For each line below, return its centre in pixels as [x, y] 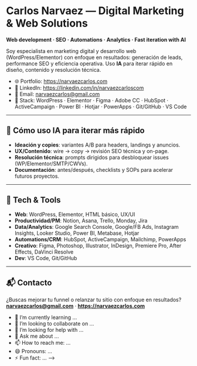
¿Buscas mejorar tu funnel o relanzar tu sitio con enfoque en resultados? [94, 300]
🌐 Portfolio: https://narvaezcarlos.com [61, 81]
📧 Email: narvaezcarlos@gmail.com [57, 94]
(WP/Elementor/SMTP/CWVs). [51, 164]
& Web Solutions [47, 23]
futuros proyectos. [37, 176]
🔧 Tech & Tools [33, 200]
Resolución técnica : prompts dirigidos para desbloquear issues [91, 157]
